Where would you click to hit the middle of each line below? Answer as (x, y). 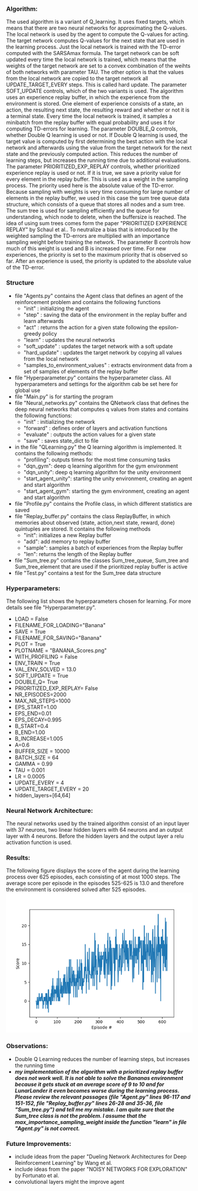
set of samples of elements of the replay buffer (81, 371)
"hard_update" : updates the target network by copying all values (103, 352)
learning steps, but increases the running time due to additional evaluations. (98, 160)
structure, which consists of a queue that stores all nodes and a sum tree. (95, 205)
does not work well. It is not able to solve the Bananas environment (99, 1078)
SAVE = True (30, 631)
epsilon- (169, 327)
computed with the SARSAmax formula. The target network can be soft (92, 53)
